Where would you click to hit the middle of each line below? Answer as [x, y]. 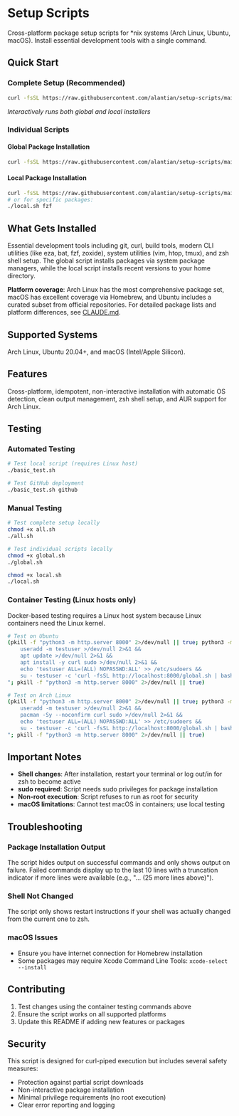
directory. [21, 276]
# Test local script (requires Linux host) [73, 464]
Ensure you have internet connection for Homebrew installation [110, 953]
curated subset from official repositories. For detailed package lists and [112, 305]
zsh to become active [49, 781]
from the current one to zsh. [49, 919]
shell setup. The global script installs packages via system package [106, 260]
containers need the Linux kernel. [56, 623]
